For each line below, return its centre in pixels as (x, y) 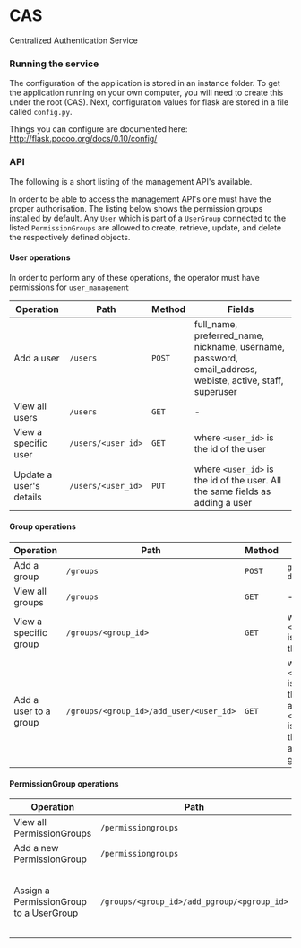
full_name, (216, 324)
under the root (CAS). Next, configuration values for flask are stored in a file (149, 102)
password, (216, 358)
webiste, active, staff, (239, 380)
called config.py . (41, 112)
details (28, 497)
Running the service (54, 64)
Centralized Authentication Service (74, 40)
